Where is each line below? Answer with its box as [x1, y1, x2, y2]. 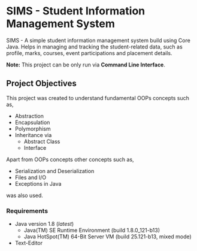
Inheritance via [14, 131, 52, 138]
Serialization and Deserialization [14, 167, 95, 174]
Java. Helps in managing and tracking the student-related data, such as [6, 43, 183, 50]
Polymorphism [14, 125, 51, 132]
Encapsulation [14, 119, 50, 126]
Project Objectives [6, 78, 77, 89]
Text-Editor [14, 240, 43, 247]
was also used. [6, 192, 44, 199]
